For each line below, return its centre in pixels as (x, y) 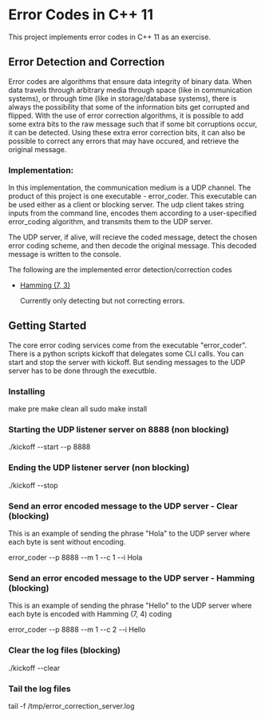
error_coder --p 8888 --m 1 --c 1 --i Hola (75, 557)
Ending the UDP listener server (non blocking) (99, 468)
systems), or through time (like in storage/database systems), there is (123, 98)
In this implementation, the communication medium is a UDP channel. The (130, 188)
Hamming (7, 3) (45, 285)
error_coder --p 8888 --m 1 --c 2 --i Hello (77, 629)
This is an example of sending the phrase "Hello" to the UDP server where (130, 605)
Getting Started (47, 326)
